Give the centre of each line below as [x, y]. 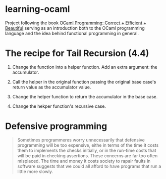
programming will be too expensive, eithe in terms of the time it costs [88, 145]
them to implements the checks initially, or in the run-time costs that [87, 150]
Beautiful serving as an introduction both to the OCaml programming [75, 28]
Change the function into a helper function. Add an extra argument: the [85, 67]
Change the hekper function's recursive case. [59, 106]
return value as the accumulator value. [52, 87]
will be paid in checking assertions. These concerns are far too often [87, 156]
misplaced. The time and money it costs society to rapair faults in [84, 161]
